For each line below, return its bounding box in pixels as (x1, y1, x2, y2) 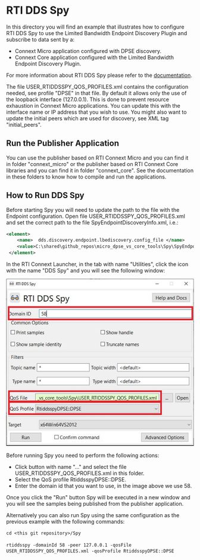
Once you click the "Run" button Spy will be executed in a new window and (6, 494, 190, 501)
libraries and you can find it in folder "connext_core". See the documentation (6, 167, 194, 174)
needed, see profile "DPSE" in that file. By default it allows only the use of (6, 89, 187, 96)
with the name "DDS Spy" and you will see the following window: (6, 267, 165, 274)
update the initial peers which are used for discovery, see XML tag (6, 114, 169, 122)
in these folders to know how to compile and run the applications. (6, 173, 167, 180)
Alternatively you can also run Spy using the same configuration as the (6, 512, 180, 519)
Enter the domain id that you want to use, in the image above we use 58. (14, 483, 192, 490)
